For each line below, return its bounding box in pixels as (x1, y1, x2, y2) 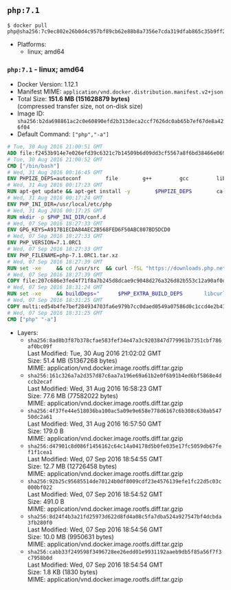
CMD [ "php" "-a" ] (7, 316, 57, 323)
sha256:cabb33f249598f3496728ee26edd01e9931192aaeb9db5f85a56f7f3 (27, 548, 222, 556)
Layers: (16, 328, 38, 336)
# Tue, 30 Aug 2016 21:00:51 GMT (7, 144, 103, 151)
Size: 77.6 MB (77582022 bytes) (27, 391, 118, 400)
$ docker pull (7, 22, 48, 29)
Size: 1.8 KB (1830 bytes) (27, 567, 98, 576)
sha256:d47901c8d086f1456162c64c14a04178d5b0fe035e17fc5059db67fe (27, 443, 222, 450)
